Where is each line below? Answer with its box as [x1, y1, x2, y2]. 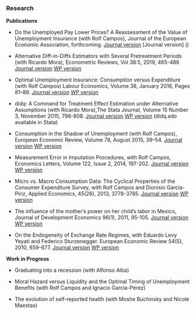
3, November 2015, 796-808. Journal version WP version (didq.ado [14, 112, 177, 120]
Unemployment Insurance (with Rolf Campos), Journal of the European [14, 35, 187, 42]
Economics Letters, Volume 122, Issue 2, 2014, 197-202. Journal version [14, 160, 189, 168]
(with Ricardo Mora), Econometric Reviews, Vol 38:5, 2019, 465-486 [14, 59, 180, 66]
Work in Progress [6, 255, 49, 262]
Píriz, [14, 190, 28, 197]
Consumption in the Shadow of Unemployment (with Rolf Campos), [14, 130, 177, 137]
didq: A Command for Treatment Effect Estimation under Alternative [14, 100, 178, 107]
